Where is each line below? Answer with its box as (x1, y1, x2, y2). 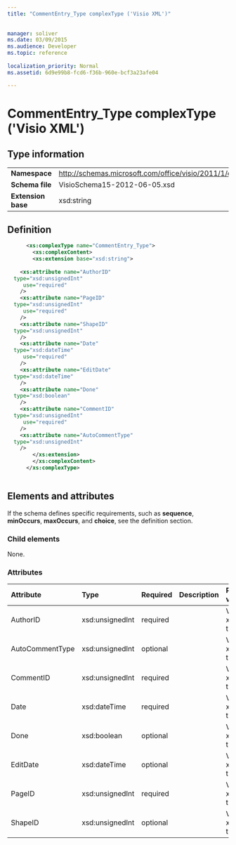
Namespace (11, 168, 53, 178)
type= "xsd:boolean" (13, 393, 71, 400)
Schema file (11, 180, 52, 190)
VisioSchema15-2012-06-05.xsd (58, 180, 176, 190)
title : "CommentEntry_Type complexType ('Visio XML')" (7, 10, 171, 18)
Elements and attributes (7, 490, 114, 502)
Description (178, 590, 219, 600)
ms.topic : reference (7, 50, 68, 57)
